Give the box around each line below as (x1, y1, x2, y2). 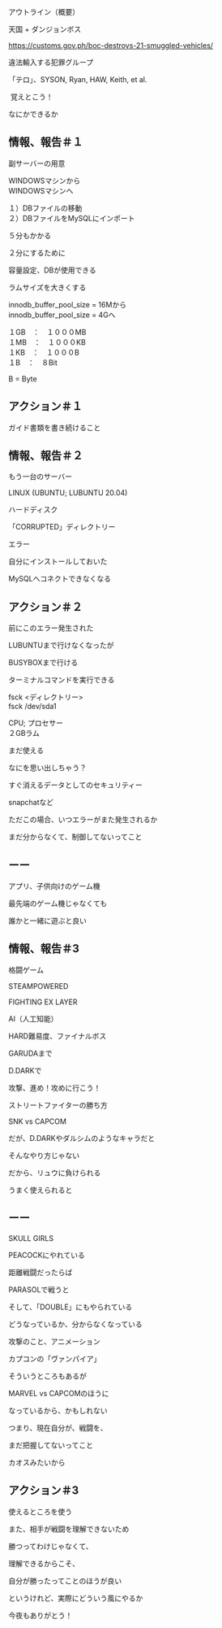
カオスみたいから (8, 1457, 66, 1467)
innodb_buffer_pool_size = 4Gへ (8, 310, 116, 320)
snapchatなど (8, 798, 54, 807)
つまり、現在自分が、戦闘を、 (8, 1422, 108, 1433)
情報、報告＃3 (8, 942, 79, 955)
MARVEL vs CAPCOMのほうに (8, 1388, 109, 1398)
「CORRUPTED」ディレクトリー (8, 522, 116, 532)
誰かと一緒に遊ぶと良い (8, 916, 87, 925)
